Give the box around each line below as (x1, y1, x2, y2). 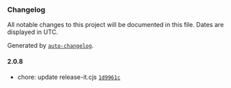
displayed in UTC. (7, 28, 59, 36)
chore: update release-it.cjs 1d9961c (17, 73, 121, 81)
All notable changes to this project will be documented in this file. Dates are (7, 21, 225, 29)
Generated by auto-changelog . (7, 42, 94, 50)
